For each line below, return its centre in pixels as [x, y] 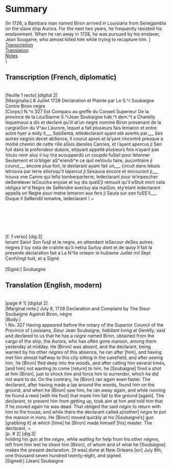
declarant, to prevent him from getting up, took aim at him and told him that [84, 401]
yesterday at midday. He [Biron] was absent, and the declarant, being [78, 347]
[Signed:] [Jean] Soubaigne [34, 461]
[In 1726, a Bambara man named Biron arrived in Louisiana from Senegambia [86, 23]
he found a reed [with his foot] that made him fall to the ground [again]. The [85, 395]
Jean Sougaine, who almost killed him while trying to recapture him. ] [78, 39]
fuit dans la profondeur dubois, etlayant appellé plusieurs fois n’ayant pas [82, 150]
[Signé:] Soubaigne [26, 269]
